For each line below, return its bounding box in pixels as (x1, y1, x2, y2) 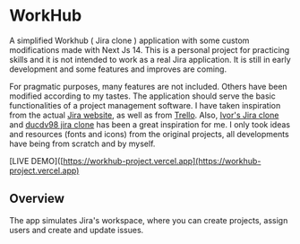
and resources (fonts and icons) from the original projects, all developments (9, 128, 289, 139)
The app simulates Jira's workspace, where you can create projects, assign (9, 214, 288, 225)
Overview (9, 191, 65, 206)
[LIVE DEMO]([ (9, 155, 64, 166)
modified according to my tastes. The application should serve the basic (9, 91, 276, 101)
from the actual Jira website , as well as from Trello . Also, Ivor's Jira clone (9, 109, 279, 120)
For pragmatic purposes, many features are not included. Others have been (9, 81, 288, 91)
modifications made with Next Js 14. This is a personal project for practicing (9, 44, 290, 55)
